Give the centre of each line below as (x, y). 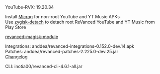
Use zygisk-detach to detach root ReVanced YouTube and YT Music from (80, 22)
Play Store (16, 27)
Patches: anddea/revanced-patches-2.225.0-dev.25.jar (62, 52)
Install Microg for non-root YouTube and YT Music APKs (63, 17)
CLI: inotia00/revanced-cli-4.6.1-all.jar (44, 66)
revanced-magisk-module (32, 37)
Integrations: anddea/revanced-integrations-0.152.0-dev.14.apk (70, 46)
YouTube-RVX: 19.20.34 (30, 7)
